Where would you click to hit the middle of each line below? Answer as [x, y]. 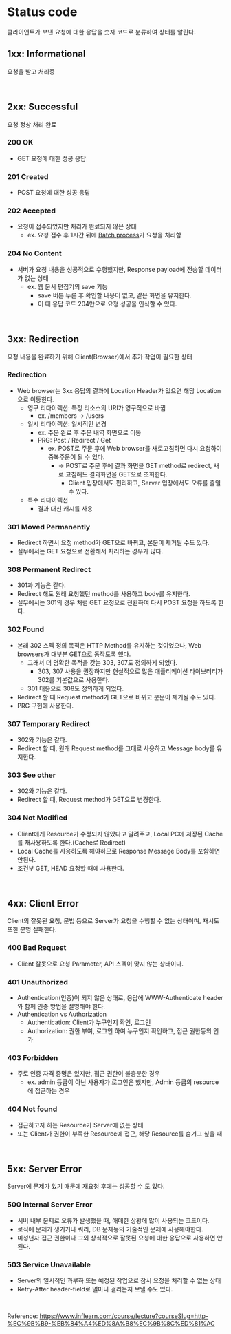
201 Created [28, 176]
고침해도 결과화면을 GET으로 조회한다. [116, 474]
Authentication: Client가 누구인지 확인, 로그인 [89, 1022]
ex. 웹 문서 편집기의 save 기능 [67, 286]
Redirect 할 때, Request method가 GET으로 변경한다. [89, 800]
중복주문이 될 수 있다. [76, 457]
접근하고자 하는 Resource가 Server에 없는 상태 [80, 1125]
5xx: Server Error [45, 1169]
